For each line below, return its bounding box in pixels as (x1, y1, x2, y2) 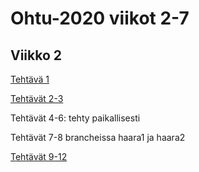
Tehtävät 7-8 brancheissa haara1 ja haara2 (10, 132, 186, 143)
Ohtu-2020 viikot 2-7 (10, 7, 190, 30)
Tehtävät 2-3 (10, 93, 64, 104)
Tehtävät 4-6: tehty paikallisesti (10, 112, 141, 124)
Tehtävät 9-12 (10, 151, 68, 162)
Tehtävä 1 (10, 73, 50, 85)
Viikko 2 (10, 47, 63, 64)
